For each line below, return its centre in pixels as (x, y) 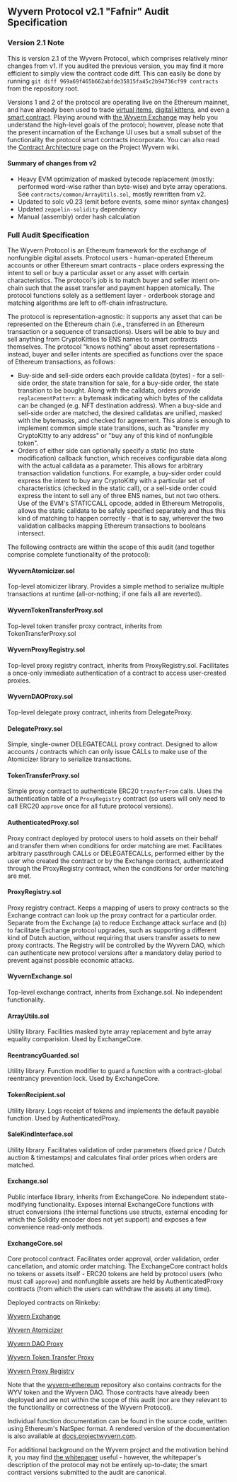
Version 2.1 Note (36, 43)
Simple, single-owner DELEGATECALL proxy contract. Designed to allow (112, 744)
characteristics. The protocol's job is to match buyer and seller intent (108, 280)
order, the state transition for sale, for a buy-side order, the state (125, 383)
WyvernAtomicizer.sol (41, 571)
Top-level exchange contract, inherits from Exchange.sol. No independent (115, 992)
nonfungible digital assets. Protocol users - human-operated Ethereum (110, 258)
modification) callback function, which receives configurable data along (122, 458)
